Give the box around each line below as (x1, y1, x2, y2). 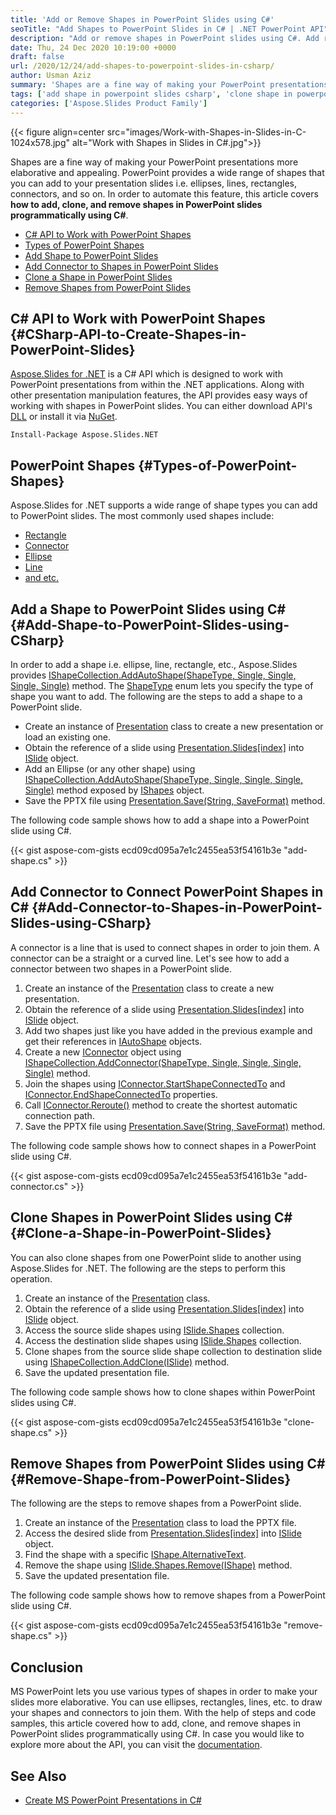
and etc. (24, 572, 60, 584)
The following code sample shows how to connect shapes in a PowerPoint (10, 1139, 317, 1151)
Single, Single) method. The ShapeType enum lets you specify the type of (10, 679, 314, 691)
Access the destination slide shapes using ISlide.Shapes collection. (24, 1334, 302, 1346)
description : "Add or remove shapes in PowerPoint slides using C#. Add (10, 33, 320, 43)
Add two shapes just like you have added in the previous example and (24, 1024, 313, 1036)
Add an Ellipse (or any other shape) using (24, 762, 196, 775)
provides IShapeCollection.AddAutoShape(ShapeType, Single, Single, (10, 669, 297, 681)
